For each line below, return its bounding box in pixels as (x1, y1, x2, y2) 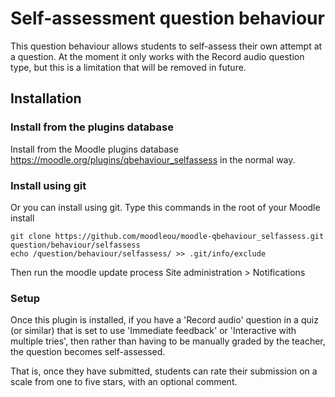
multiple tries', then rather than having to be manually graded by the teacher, (10, 335, 326, 347)
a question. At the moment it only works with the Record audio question (10, 50, 305, 62)
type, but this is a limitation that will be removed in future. (10, 61, 247, 73)
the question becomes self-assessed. (10, 346, 166, 358)
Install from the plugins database (10, 120, 174, 134)
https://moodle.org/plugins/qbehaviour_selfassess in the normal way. (10, 153, 296, 166)
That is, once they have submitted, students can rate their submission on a (10, 365, 318, 377)
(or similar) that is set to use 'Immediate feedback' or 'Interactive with (10, 325, 297, 337)
